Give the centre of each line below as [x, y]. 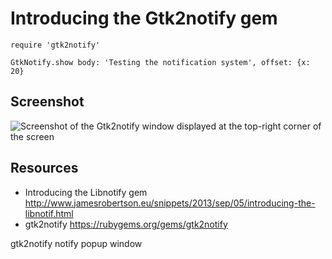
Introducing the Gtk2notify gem [144, 18]
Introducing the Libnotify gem [86, 192]
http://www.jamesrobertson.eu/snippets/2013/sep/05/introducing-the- [170, 203]
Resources [44, 168]
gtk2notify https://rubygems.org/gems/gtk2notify [126, 224]
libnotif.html [49, 213]
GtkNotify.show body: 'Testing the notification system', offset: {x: [160, 62]
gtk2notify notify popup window [76, 243]
